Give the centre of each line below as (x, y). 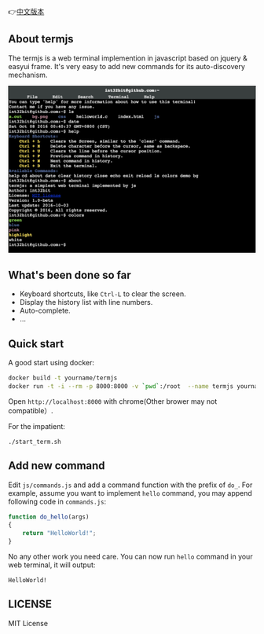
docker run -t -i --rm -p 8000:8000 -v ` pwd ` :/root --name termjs (121, 386)
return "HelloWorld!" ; (59, 533)
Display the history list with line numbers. (86, 302)
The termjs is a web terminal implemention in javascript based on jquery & (128, 58)
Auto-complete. (45, 311)
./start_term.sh (35, 442)
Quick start (36, 344)
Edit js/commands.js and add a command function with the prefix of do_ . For (130, 485)
